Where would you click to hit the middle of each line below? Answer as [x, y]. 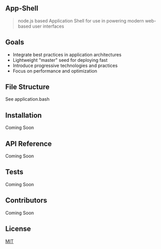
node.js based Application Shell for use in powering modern [81, 20]
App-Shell [22, 8]
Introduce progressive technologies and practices [65, 65]
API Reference [29, 143]
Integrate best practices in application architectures [67, 54]
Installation [24, 115]
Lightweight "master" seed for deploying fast [60, 60]
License [18, 229]
